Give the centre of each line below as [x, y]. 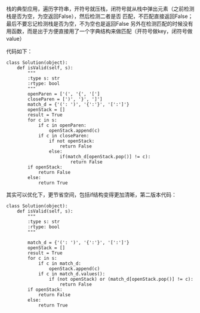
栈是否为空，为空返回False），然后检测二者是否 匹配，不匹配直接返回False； [100, 16]
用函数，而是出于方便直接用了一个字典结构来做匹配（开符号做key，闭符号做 [99, 31]
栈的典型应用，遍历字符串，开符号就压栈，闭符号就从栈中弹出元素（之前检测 [100, 9]
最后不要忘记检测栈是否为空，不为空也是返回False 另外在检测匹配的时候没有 [100, 24]
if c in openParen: [62, 125]
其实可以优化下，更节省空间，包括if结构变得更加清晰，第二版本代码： [92, 195]
